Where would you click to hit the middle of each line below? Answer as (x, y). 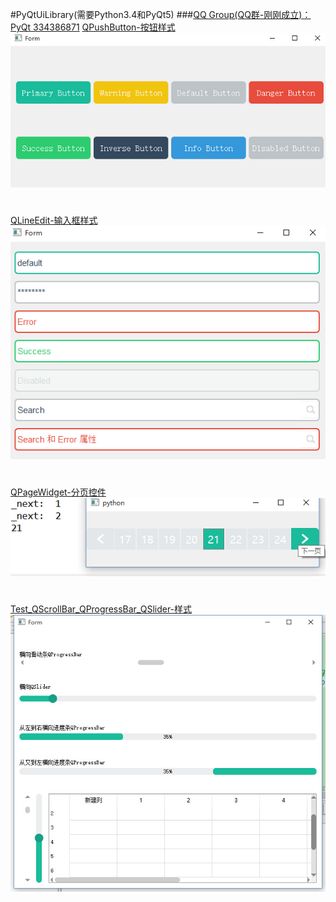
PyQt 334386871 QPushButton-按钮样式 (93, 27)
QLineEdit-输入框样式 (54, 220)
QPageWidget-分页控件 (58, 492)
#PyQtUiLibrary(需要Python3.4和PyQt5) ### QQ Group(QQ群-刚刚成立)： (161, 14)
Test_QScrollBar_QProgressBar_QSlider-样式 (101, 609)
